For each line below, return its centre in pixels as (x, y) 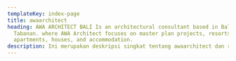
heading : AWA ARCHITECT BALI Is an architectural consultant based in (113, 27)
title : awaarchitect (38, 20)
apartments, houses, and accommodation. (73, 40)
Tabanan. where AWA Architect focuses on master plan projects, (110, 33)
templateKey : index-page (44, 14)
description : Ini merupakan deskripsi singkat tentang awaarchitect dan (116, 46)
